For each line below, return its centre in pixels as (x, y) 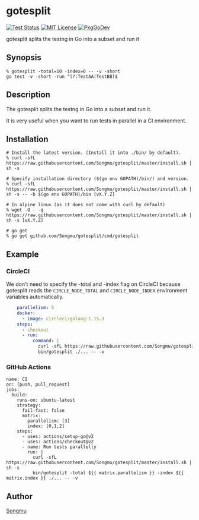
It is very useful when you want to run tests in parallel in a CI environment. (96, 121)
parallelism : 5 (36, 308)
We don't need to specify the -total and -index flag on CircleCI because (93, 284)
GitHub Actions (29, 367)
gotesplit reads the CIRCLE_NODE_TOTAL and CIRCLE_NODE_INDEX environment (97, 291)
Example (23, 254)
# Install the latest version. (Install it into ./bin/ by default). (94, 153)
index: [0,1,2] (46, 426)
